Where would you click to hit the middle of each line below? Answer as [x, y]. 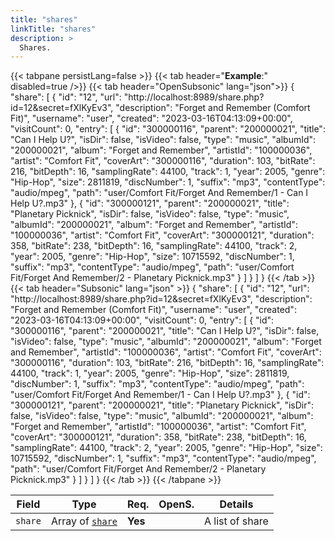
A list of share [236, 521]
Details [236, 504]
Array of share [84, 521]
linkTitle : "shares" [53, 29]
